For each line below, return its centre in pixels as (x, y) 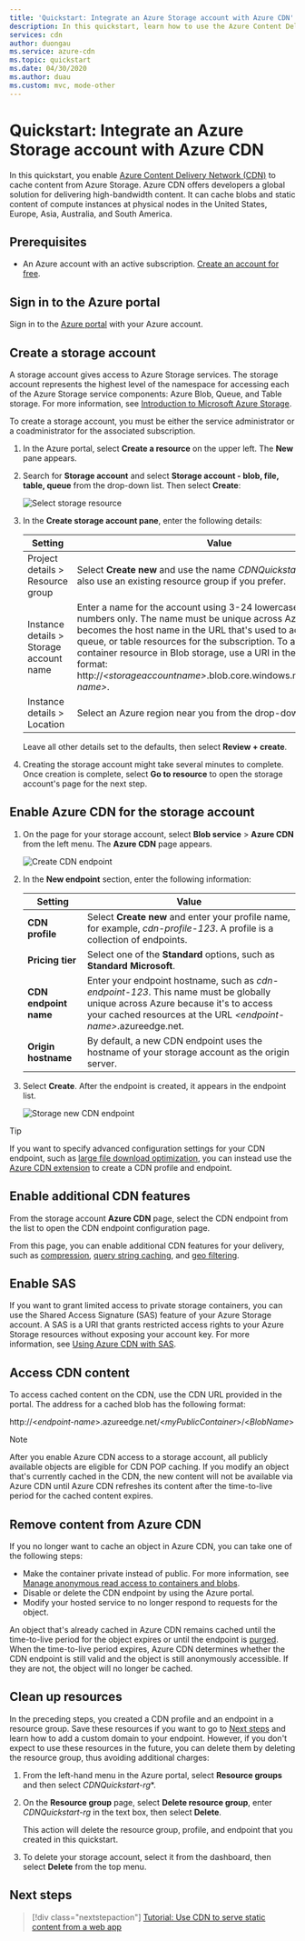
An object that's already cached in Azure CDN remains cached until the (143, 1630)
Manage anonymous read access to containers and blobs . (131, 1584)
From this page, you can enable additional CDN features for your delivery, (147, 1246)
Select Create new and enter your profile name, (188, 916)
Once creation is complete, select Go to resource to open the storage (152, 774)
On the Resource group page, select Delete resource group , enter (147, 1802)
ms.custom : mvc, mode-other (63, 85)
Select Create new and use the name (156, 570)
